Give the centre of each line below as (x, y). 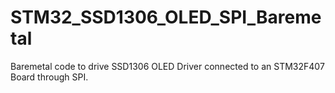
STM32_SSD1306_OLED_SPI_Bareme (166, 17)
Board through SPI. (49, 77)
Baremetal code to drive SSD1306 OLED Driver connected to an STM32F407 (167, 66)
